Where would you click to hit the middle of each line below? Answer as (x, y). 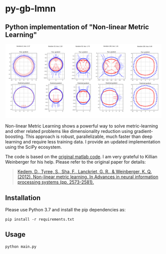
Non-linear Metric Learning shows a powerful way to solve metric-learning (82, 126)
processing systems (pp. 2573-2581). (56, 182)
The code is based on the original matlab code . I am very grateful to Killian (81, 157)
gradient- (143, 131)
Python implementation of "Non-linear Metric (77, 27)
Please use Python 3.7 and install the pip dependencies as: (65, 210)
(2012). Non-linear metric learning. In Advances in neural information (88, 177)
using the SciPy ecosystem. (34, 147)
